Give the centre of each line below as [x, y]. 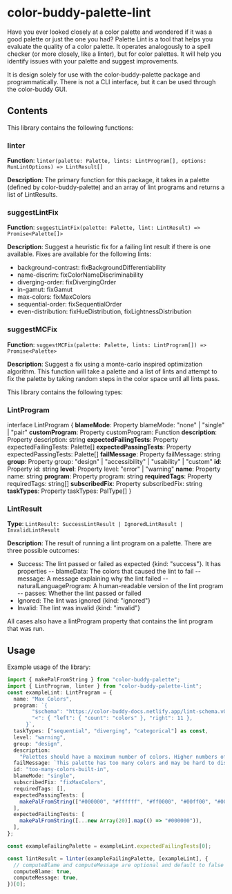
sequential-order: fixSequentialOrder [69, 304]
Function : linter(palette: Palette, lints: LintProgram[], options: [107, 161]
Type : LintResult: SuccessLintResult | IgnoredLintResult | [95, 524]
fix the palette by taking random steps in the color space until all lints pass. [113, 378]
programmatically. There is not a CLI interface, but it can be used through [112, 81]
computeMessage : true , [46, 878]
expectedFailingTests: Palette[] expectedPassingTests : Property [99, 447]
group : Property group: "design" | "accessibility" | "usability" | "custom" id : [115, 461]
